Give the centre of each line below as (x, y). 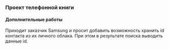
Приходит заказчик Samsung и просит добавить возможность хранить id (85, 30)
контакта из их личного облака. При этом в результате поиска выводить (84, 36)
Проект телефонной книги (40, 7)
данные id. (17, 41)
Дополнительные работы (34, 19)
